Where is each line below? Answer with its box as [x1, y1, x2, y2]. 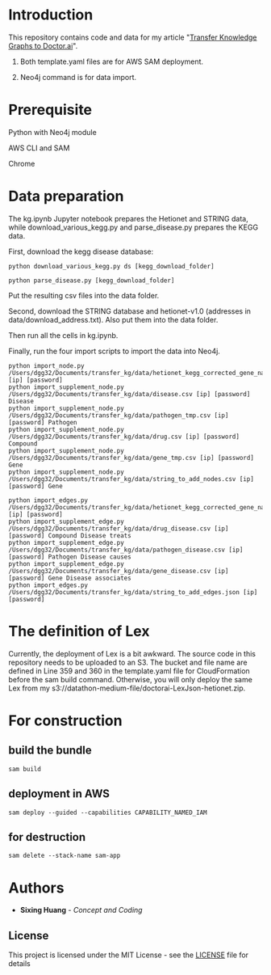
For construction [8, 711, 123, 729]
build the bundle [8, 744, 93, 758]
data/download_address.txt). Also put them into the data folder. [8, 314, 219, 324]
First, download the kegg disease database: [8, 247, 154, 256]
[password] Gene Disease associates [8, 574, 131, 582]
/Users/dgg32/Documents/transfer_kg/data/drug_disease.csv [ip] [8, 524, 229, 533]
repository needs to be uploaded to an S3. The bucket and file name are [8, 657, 248, 667]
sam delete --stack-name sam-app [8, 851, 121, 860]
